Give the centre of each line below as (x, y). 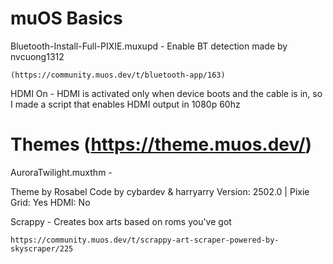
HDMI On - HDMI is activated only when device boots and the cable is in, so (166, 93)
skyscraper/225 (42, 248)
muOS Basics (66, 18)
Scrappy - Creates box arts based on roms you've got (121, 221)
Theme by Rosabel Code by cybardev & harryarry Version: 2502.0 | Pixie (160, 191)
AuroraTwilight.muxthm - (61, 172)
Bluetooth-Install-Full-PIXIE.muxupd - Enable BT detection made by (149, 46)
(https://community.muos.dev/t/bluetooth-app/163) (118, 75)
